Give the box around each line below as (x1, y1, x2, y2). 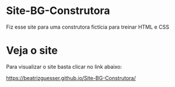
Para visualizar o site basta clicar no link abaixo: (6, 63, 122, 70)
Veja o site (6, 44, 58, 57)
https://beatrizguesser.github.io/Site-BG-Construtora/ (6, 74, 136, 81)
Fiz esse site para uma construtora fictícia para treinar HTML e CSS (6, 23, 169, 30)
